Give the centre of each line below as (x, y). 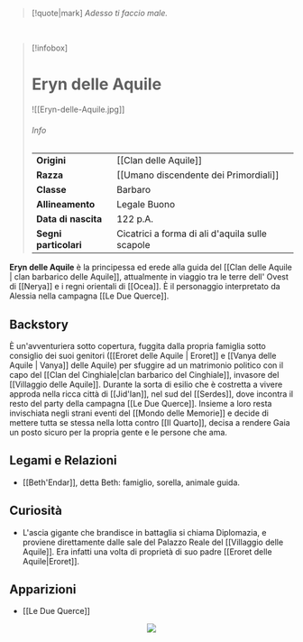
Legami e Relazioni (63, 460)
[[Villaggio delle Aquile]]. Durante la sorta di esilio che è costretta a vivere (146, 384)
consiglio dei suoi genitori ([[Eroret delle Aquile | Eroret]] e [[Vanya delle (143, 355)
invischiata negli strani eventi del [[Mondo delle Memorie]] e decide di (139, 413)
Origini (50, 160)
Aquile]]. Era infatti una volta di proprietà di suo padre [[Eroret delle (147, 551)
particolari (59, 245)
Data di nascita (69, 219)
